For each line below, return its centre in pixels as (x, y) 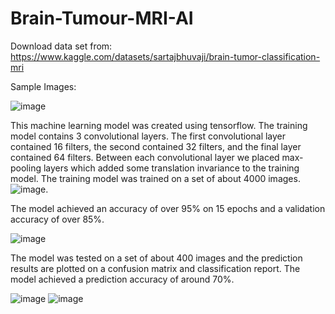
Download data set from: (61, 46)
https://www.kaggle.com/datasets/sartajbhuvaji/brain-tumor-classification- (165, 56)
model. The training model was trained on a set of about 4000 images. (155, 178)
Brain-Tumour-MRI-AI (102, 18)
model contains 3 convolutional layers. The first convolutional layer (148, 136)
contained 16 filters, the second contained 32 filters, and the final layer (156, 146)
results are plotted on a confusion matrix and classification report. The (155, 268)
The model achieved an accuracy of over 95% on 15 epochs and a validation (168, 208)
